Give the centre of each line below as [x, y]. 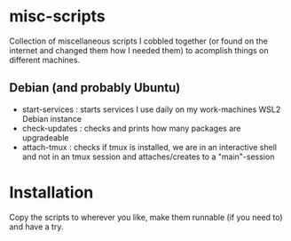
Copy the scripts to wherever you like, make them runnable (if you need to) [146, 217]
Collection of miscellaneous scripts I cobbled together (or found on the [138, 41]
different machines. [45, 60]
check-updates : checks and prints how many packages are [131, 128]
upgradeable [45, 137]
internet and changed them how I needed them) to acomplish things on [139, 50]
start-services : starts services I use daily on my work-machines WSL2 [151, 109]
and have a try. [36, 226]
